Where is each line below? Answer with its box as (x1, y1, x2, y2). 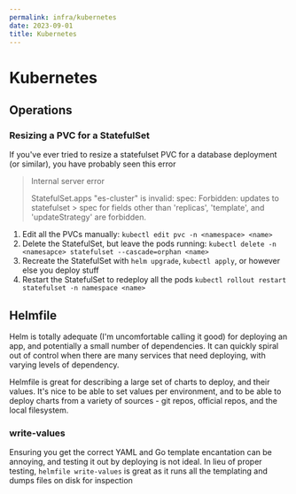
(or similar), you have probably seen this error (9, 158, 176, 169)
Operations (9, 103, 73, 118)
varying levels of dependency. (9, 359, 120, 370)
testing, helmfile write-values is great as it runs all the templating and (9, 466, 269, 476)
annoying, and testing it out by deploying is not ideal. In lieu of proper (9, 457, 263, 467)
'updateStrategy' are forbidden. (30, 212, 147, 222)
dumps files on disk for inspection (9, 475, 133, 486)
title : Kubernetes (9, 29, 77, 38)
